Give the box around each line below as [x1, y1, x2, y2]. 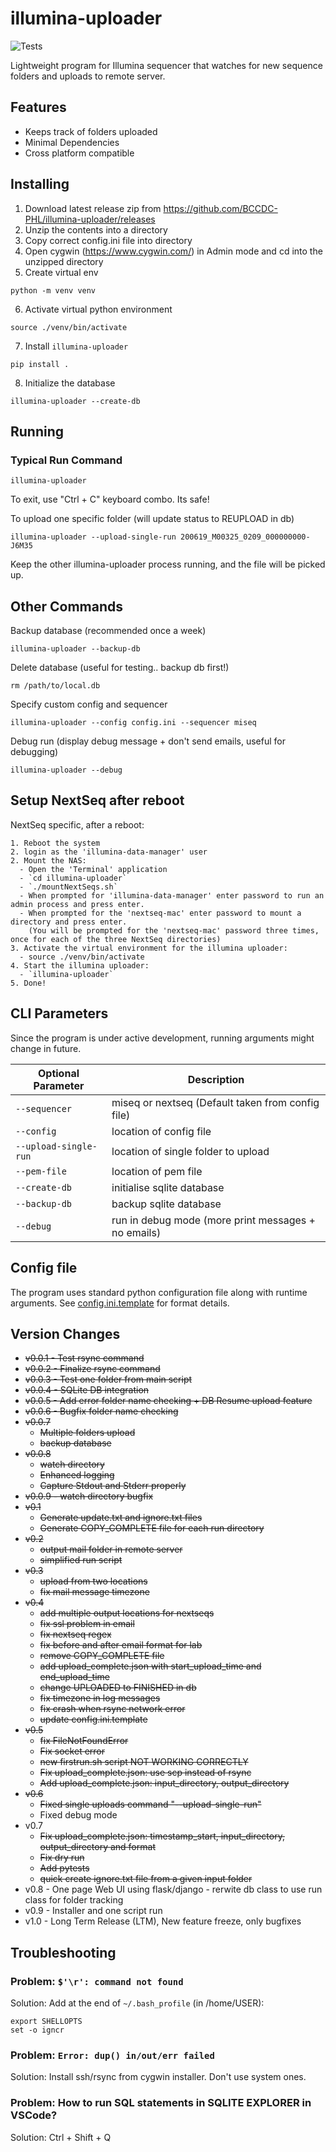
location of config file [111, 1124, 212, 1138]
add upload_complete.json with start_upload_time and [39, 1660, 262, 1672]
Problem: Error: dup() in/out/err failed [10, 2048, 215, 2062]
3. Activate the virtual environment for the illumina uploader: [10, 943, 288, 953]
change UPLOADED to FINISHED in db [39, 1682, 197, 1694]
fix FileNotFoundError [39, 1735, 129, 1747]
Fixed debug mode [39, 1809, 118, 1821]
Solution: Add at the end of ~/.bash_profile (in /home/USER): [10, 1997, 265, 2009]
